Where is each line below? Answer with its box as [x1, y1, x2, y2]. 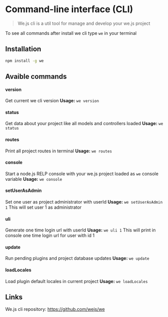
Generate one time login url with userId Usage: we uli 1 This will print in [5, 227, 156, 233]
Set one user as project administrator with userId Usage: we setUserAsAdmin [5, 199, 163, 205]
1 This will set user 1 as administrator [5, 204, 82, 211]
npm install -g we [5, 58, 44, 63]
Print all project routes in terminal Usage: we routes [5, 148, 113, 154]
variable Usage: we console [5, 176, 62, 182]
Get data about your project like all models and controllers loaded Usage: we [5, 121, 163, 127]
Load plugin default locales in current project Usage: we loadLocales [5, 278, 148, 284]
